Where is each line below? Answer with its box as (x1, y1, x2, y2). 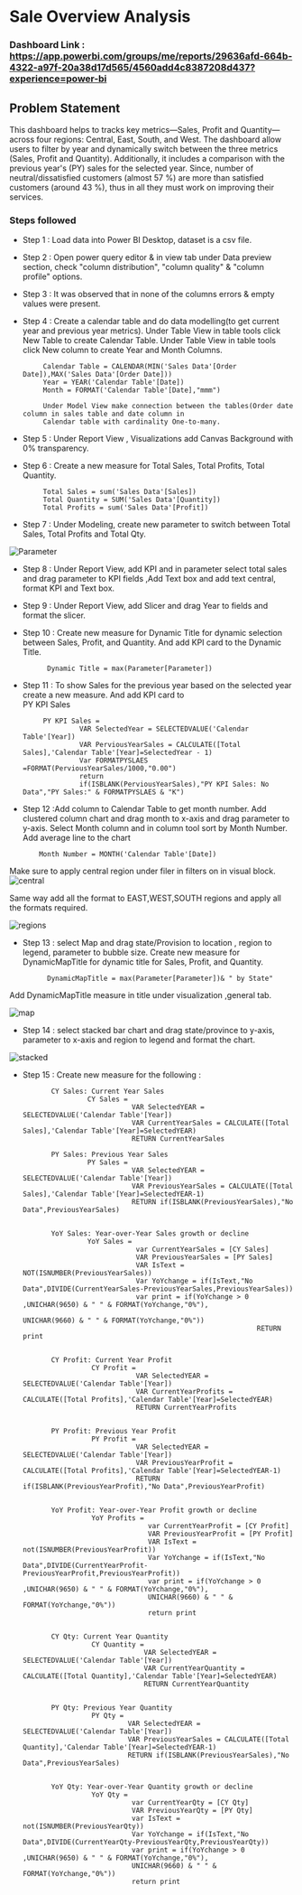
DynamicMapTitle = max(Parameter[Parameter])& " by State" (46, 974, 273, 984)
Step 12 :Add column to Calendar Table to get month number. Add (22, 804, 268, 815)
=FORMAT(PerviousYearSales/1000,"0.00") (22, 764, 177, 773)
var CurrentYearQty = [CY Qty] (132, 1798, 250, 1807)
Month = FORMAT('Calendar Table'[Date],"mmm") (42, 386, 221, 395)
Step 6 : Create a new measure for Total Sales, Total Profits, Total (22, 461, 265, 471)
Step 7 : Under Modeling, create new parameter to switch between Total (22, 519, 291, 530)
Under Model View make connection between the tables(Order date (42, 402, 294, 411)
